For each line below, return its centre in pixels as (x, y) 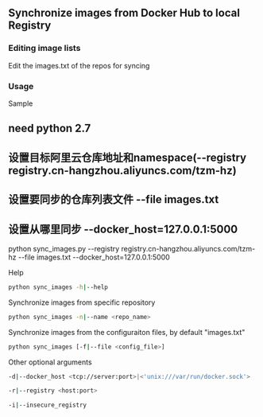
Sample (21, 103)
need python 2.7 (50, 129)
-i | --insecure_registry (48, 405)
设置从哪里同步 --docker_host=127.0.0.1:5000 (123, 229)
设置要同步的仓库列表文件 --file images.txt (114, 199)
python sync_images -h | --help (58, 287)
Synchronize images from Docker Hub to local (124, 13)
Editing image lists (44, 49)
